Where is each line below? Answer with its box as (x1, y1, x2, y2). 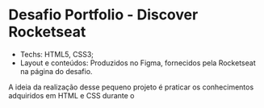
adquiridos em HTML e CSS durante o (8, 90, 135, 100)
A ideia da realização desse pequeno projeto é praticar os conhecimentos (8, 82, 254, 92)
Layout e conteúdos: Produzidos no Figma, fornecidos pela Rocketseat (19, 58, 256, 68)
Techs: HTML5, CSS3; (19, 49, 94, 59)
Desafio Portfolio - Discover (8, 6, 199, 24)
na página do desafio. (19, 66, 93, 76)
